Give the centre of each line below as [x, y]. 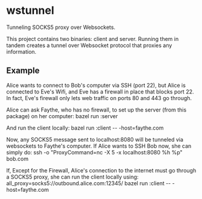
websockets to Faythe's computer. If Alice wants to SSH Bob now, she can [99, 146]
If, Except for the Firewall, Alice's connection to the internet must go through [101, 170]
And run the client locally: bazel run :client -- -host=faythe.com [85, 128]
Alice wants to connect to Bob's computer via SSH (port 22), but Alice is [96, 85]
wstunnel [30, 11]
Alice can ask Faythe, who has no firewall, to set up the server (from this [96, 110]
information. [21, 51]
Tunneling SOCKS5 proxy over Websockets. [61, 27]
